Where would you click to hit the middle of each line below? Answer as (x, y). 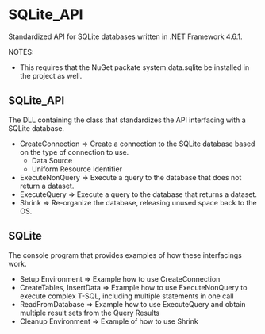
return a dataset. (47, 186)
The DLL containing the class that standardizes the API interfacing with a (127, 120)
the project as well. (51, 75)
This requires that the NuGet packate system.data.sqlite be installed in (134, 67)
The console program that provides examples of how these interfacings (125, 255)
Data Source (52, 160)
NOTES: (21, 52)
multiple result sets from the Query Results (90, 313)
